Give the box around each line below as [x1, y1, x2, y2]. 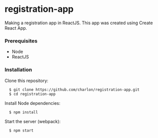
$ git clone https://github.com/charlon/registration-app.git [9, 87, 140, 92]
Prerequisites [4, 37, 38, 44]
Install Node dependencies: [4, 100, 60, 106]
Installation [4, 66, 33, 73]
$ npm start [9, 128, 34, 133]
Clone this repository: [4, 78, 49, 84]
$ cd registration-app [9, 92, 56, 96]
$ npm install [9, 110, 38, 115]
